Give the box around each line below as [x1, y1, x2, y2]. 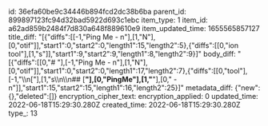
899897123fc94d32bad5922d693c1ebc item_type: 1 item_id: [8, 15, 208, 25]
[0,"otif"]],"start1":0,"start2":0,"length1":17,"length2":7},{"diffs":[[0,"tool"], [8, 66, 248, 75]
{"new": [234, 83, 261, 93]
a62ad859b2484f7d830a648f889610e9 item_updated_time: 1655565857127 [8, 24, 260, 33]
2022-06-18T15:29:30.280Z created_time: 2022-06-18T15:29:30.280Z [8, 100, 242, 109]
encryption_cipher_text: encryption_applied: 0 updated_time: [58, 92, 258, 100]
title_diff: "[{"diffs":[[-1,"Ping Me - [8, 32, 118, 41]
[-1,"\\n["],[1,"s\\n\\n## [8, 75, 82, 84]
